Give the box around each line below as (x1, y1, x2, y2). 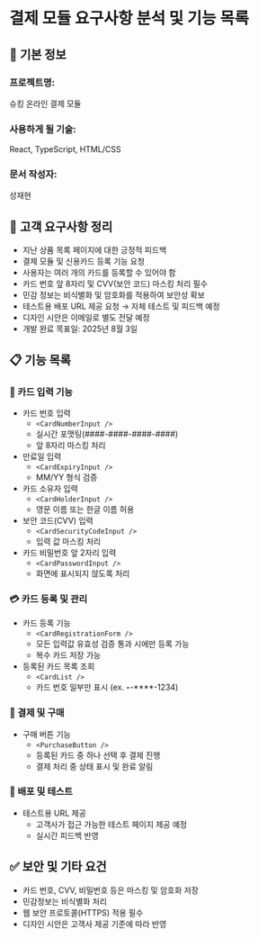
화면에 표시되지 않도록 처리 (35, 568, 130, 579)
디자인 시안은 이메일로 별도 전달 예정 (22, 312, 150, 323)
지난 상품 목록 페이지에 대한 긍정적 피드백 (22, 245, 167, 256)
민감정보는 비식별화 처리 (22, 896, 108, 906)
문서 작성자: (9, 168, 58, 181)
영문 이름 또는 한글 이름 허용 (35, 503, 135, 514)
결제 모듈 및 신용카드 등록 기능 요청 (22, 256, 146, 266)
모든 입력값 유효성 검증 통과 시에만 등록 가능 (35, 638, 190, 649)
